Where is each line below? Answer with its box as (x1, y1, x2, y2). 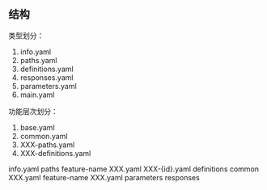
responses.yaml (19, 72, 74, 82)
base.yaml (19, 122, 55, 132)
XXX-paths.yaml (19, 140, 75, 150)
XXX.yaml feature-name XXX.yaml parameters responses (8, 172, 200, 182)
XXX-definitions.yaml (19, 148, 91, 158)
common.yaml (19, 131, 68, 141)
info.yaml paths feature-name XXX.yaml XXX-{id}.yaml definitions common (8, 164, 260, 174)
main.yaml (19, 90, 55, 99)
